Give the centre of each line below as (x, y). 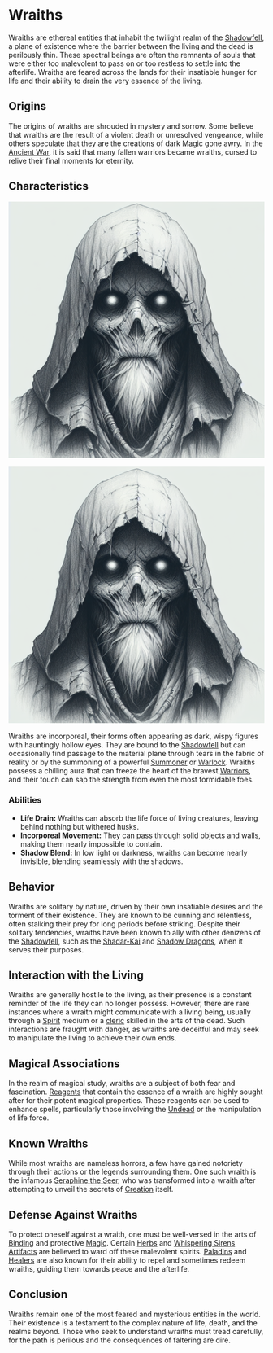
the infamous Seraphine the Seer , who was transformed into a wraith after (132, 1180)
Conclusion (38, 1295)
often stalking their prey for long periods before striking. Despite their (125, 924)
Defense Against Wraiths (73, 1215)
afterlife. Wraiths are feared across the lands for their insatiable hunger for (133, 72)
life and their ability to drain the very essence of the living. (106, 81)
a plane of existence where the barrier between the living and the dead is (131, 46)
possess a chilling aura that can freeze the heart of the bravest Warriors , (130, 770)
